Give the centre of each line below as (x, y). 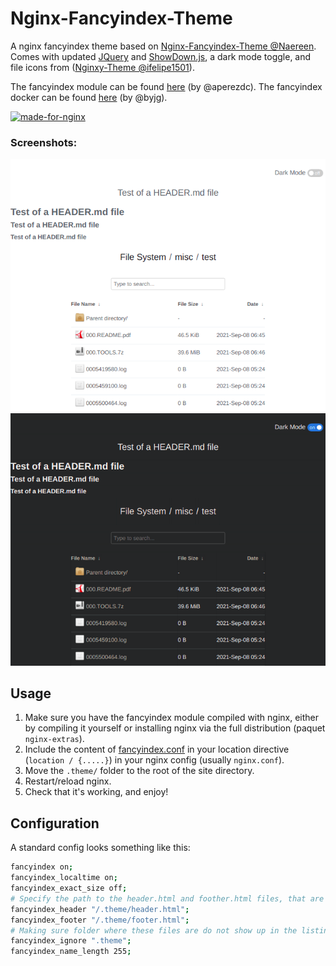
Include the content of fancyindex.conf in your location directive (157, 749)
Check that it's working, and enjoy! (96, 792)
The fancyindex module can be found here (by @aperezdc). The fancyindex (166, 86)
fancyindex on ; (42, 867)
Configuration (55, 823)
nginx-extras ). (54, 739)
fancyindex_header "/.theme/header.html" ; (100, 909)
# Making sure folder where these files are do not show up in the (154, 930)
